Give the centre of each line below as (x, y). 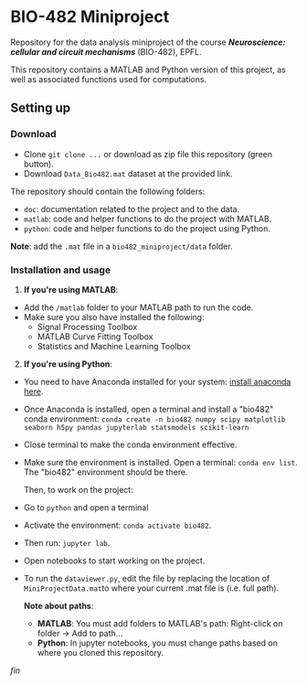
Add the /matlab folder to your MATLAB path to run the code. (138, 307)
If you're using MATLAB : (71, 289)
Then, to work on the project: (78, 489)
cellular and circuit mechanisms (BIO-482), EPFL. (106, 51)
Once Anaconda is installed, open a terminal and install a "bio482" (148, 409)
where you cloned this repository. (100, 652)
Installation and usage (61, 270)
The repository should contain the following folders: (108, 191)
